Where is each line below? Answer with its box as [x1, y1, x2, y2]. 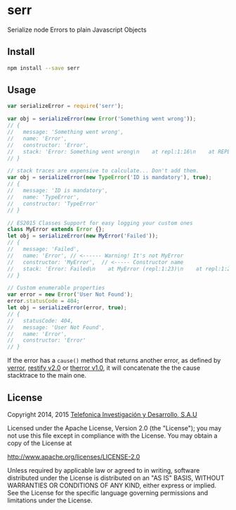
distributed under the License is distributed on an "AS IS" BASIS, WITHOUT [7, 474, 225, 482]
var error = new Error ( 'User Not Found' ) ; [7, 291, 133, 298]
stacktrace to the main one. [7, 371, 86, 380]
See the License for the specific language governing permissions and [7, 489, 209, 497]
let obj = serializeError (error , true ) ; [7, 304, 128, 311]
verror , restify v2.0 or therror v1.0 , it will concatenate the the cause [7, 363, 201, 372]
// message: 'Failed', [7, 246, 80, 253]
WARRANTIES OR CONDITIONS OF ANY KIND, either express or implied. [7, 481, 216, 490]
